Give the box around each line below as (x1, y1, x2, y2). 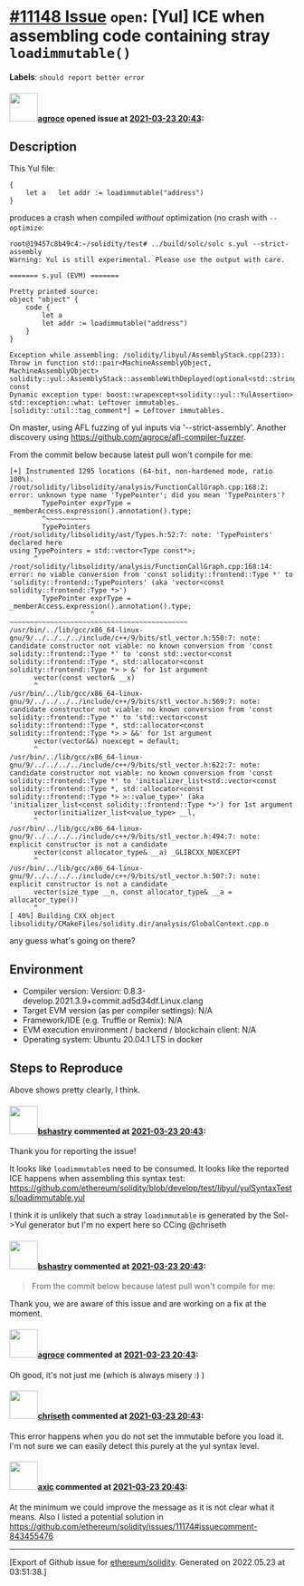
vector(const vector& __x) (33, 673, 136, 682)
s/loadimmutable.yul (9, 1192, 86, 1203)
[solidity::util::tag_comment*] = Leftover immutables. (9, 406, 224, 416)
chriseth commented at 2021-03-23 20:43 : (37, 1411, 204, 1422)
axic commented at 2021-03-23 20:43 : (37, 1482, 188, 1493)
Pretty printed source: (9, 288, 100, 297)
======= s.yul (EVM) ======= (9, 271, 119, 280)
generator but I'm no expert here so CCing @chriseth (28, 1219, 227, 1230)
